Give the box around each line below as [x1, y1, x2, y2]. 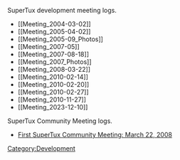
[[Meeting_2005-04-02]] [17, 28, 91, 36]
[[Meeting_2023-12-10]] [17, 103, 88, 111]
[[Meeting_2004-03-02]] [17, 20, 91, 28]
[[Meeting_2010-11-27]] [17, 95, 87, 104]
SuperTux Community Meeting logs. [7, 117, 112, 125]
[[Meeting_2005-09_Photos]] [17, 35, 103, 43]
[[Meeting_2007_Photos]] [17, 58, 92, 66]
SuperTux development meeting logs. [7, 6, 117, 14]
